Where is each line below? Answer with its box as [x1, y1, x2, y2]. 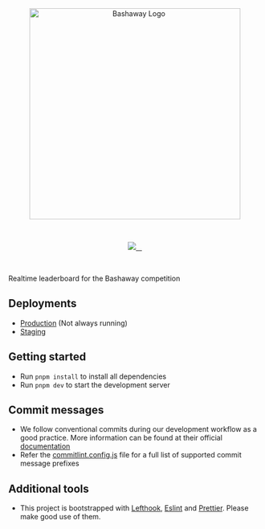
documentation [19, 441, 71, 451]
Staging [19, 326, 47, 336]
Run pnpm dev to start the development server [19, 379, 171, 389]
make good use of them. [19, 512, 101, 522]
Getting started [8, 350, 87, 364]
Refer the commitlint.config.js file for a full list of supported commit [19, 450, 243, 460]
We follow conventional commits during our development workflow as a [19, 424, 257, 434]
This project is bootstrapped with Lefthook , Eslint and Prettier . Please [19, 503, 249, 513]
